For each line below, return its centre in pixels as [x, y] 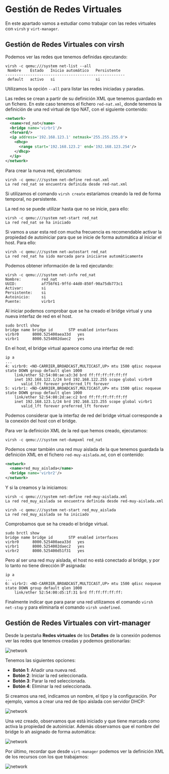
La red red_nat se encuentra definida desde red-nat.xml [66, 184]
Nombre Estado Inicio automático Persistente [64, 70]
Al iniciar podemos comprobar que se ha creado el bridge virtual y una [79, 311]
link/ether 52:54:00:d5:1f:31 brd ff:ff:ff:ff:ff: [69, 593]
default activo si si [54, 79]
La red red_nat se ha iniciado [38, 222]
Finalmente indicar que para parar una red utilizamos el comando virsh [79, 602]
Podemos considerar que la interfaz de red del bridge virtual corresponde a [84, 415]
